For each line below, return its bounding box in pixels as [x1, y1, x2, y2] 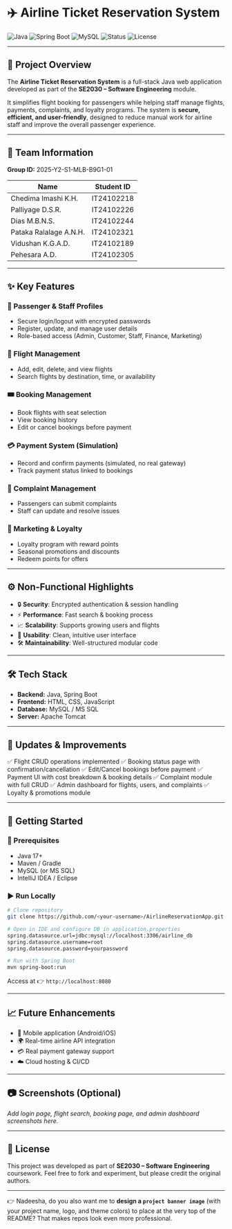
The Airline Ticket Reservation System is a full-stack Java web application [7, 77, 222, 86]
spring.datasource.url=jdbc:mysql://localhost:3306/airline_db [7, 932, 193, 939]
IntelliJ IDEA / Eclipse [17, 874, 78, 882]
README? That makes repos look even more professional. [7, 1214, 173, 1222]
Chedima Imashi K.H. [10, 193, 79, 203]
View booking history [17, 416, 78, 424]
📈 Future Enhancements [7, 1007, 116, 1018]
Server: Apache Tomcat [17, 712, 86, 720]
